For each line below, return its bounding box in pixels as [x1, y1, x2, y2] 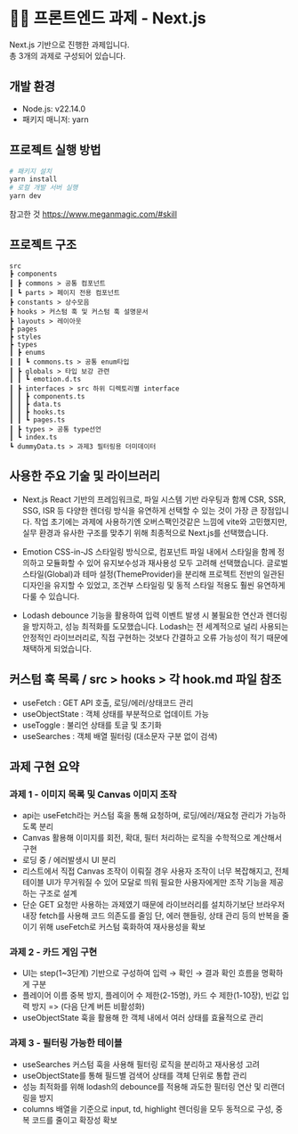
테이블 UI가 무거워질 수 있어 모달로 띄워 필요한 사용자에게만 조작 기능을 [21, 877, 268, 888]
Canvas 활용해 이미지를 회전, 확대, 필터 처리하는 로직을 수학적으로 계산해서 [21, 833, 283, 843]
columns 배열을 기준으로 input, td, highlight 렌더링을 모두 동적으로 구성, [21, 1103, 274, 1114]
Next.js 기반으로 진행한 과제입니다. [9, 39, 131, 50]
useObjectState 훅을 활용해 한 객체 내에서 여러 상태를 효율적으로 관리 [21, 1013, 264, 1023]
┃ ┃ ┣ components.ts [9, 391, 86, 401]
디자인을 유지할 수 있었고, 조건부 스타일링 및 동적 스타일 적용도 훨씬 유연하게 [21, 579, 286, 590]
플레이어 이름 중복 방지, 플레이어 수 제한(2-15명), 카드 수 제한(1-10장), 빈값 [21, 990, 280, 1001]
